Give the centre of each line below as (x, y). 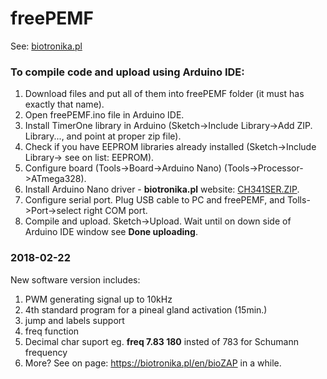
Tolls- (298, 200)
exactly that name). (64, 104)
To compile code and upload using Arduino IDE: (127, 72)
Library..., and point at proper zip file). (103, 136)
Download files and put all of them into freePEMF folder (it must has (164, 94)
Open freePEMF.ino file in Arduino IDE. (104, 115)
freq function (52, 331)
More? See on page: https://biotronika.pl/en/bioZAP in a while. (153, 363)
